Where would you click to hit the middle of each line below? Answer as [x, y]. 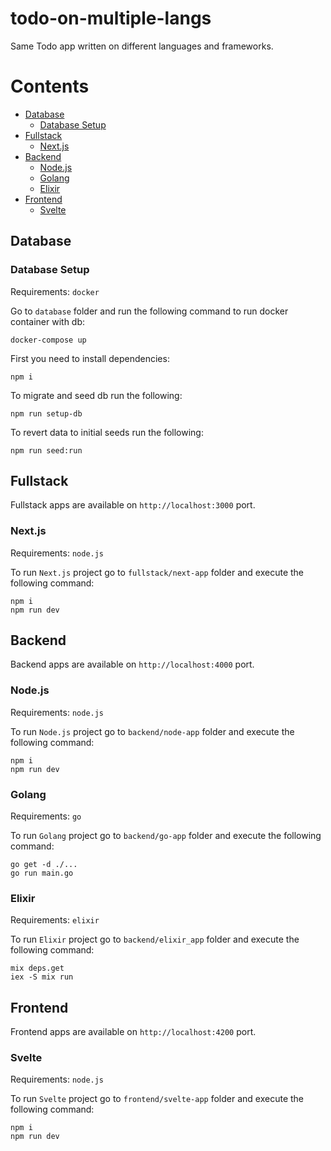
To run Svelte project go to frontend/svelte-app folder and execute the [157, 1099]
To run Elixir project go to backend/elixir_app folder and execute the [155, 939]
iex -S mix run [42, 977]
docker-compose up [48, 340]
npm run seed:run [46, 450]
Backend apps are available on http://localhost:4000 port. [132, 664]
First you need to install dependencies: [90, 358]
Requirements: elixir [55, 920]
